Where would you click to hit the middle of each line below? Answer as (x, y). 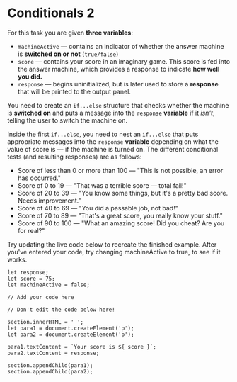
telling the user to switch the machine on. (68, 120)
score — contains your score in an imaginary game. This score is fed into (124, 61)
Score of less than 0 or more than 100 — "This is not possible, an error (120, 170)
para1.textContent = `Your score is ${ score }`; (82, 347)
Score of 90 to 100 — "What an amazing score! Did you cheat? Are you (121, 223)
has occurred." (39, 178)
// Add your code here (41, 297)
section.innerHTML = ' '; (45, 322)
